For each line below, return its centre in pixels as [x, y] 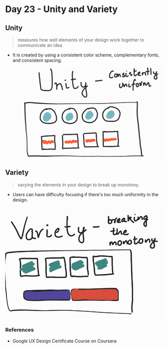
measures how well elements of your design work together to [81, 40]
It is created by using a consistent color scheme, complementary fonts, [86, 55]
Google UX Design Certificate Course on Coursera [64, 341]
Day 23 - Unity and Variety [61, 9]
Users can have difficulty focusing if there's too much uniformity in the [86, 194]
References [20, 330]
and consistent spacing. [37, 60]
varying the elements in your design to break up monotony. [78, 185]
